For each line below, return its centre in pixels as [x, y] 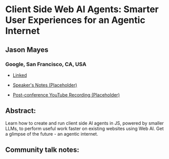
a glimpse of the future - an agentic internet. [52, 134]
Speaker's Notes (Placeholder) [45, 85]
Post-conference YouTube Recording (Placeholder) [66, 94]
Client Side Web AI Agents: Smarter [82, 9]
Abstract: [21, 111]
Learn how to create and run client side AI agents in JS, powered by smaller [84, 123]
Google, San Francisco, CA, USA [46, 64]
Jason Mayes [27, 50]
